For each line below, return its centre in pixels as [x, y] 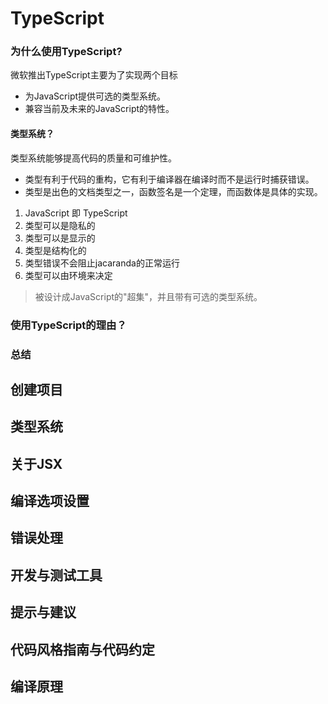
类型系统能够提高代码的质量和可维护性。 [93, 158]
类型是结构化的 [55, 250]
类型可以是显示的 [60, 238]
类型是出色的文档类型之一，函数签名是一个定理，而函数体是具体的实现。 [173, 191]
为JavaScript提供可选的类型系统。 [95, 96]
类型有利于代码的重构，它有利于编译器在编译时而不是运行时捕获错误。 [169, 179]
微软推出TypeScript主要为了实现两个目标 [94, 75]
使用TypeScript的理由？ [68, 325]
